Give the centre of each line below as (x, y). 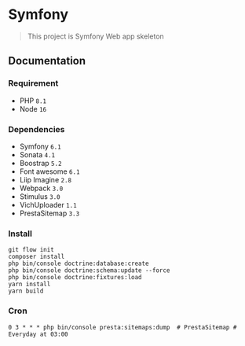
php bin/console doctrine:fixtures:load (75, 278)
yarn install (29, 285)
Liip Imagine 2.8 (46, 179)
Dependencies (37, 129)
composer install (37, 257)
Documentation (47, 61)
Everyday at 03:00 (38, 334)
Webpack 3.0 (41, 188)
